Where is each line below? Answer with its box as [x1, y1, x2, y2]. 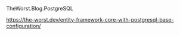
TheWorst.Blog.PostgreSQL [6, 5, 73, 12]
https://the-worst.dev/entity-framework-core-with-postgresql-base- [6, 16, 174, 23]
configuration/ [6, 23, 41, 29]
